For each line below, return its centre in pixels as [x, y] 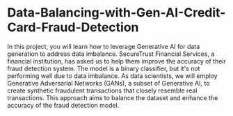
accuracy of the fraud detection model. [63, 105]
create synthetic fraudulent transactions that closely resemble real [102, 90]
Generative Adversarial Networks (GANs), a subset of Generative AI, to [109, 83]
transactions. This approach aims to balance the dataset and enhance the [113, 97]
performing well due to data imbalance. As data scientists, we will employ [112, 76]
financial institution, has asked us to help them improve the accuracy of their [116, 61]
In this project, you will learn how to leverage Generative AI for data [104, 46]
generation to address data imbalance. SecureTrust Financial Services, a [111, 54]
